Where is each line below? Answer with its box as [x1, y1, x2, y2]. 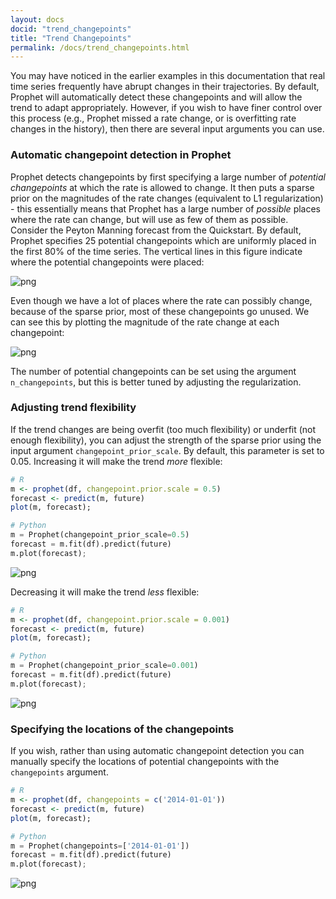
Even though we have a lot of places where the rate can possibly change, [10, 294, 313, 306]
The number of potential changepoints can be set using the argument [10, 365, 297, 377]
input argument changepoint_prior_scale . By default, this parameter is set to [10, 444, 325, 456]
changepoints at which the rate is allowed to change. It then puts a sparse [10, 181, 315, 193]
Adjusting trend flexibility [10, 401, 137, 415]
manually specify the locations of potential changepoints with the [10, 756, 280, 768]
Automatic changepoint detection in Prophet [10, 148, 232, 162]
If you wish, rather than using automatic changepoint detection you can [10, 745, 305, 757]
